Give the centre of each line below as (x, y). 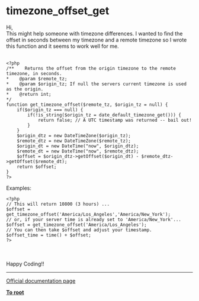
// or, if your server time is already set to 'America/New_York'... (94, 219)
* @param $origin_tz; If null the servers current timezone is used (96, 84)
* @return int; (29, 94)
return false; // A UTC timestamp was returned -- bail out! (115, 120)
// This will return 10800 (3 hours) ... (58, 204)
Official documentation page (41, 281)
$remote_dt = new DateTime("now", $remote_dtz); (78, 151)
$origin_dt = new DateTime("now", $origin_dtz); (78, 146)
